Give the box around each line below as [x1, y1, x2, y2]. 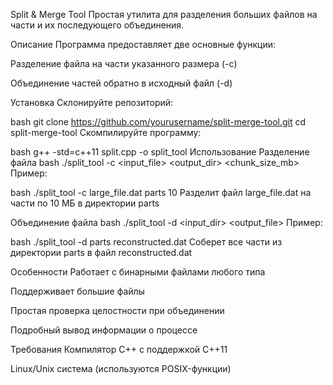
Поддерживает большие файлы [10, 285, 145, 297]
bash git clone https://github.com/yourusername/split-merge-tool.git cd [10, 116, 307, 128]
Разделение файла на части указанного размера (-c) [10, 58, 238, 69]
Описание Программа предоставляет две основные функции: [10, 39, 277, 50]
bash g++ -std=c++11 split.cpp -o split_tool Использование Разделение [10, 146, 310, 158]
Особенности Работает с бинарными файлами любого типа [10, 266, 266, 278]
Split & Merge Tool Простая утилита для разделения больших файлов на [10, 9, 318, 20]
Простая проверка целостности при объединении [10, 305, 225, 316]
